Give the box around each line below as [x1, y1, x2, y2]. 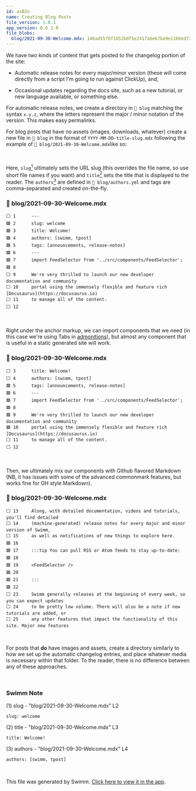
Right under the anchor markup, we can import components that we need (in [6, 327, 191, 334]
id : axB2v [6, 8, 30, 15]
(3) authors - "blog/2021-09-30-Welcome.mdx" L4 [6, 745, 128, 752]
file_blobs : [6, 30, 35, 36]
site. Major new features [6, 623, 69, 628]
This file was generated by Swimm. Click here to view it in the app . [6, 778, 166, 785]
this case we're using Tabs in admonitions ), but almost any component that [6, 333, 187, 340]
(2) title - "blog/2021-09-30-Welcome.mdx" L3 [6, 724, 118, 731]
